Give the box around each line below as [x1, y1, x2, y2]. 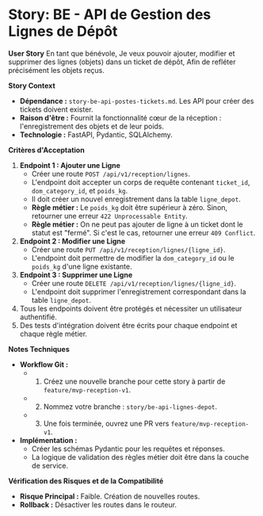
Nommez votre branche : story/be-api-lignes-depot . [43, 402, 218, 411]
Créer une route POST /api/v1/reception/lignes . [31, 169, 190, 178]
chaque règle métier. [19, 329, 88, 338]
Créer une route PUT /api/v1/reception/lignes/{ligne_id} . [31, 244, 226, 254]
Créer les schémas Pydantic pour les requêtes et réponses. [31, 444, 226, 453]
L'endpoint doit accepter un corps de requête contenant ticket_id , [31, 177, 251, 187]
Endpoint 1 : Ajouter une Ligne [19, 160, 121, 170]
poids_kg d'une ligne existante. [31, 262, 132, 271]
